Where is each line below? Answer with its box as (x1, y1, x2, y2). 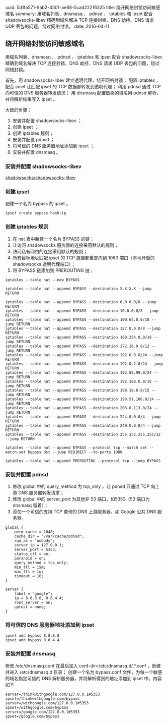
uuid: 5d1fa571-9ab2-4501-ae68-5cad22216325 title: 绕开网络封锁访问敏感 (5, 5, 160, 10)
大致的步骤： (5, 106, 32, 113)
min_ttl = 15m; (14, 565, 46, 570)
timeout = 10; (14, 574, 44, 579)
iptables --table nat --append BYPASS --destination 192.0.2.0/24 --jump (5, 361, 163, 366)
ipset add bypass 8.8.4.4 (5, 638, 59, 643)
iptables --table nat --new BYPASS (5, 277, 80, 283)
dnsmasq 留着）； (12, 503, 49, 508)
